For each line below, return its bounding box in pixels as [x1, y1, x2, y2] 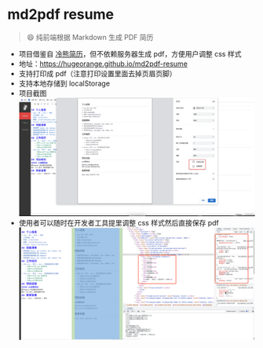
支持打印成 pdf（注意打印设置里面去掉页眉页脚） [18, 68, 177, 78]
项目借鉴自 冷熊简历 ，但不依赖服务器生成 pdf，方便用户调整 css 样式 [18, 49, 242, 58]
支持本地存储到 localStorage [18, 79, 111, 88]
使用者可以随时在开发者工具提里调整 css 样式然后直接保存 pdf [18, 218, 219, 227]
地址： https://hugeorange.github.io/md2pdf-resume [18, 59, 188, 68]
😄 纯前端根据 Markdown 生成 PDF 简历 [26, 32, 154, 42]
